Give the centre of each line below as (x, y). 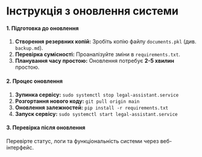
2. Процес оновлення (35, 81)
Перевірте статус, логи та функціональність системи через (83, 141)
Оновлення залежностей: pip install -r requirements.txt (92, 107)
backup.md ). (29, 48)
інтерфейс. (20, 147)
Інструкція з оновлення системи (93, 11)
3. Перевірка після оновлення (46, 127)
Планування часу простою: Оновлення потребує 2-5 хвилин (95, 61)
